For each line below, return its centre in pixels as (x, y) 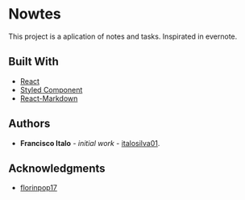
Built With (33, 62)
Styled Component (51, 90)
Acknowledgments (57, 168)
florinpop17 (39, 188)
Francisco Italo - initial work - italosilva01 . (90, 143)
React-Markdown (49, 98)
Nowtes (35, 14)
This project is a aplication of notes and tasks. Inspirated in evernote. (123, 36)
